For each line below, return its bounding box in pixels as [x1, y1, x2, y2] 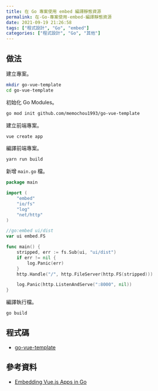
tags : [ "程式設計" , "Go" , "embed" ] [6, 25, 90, 31]
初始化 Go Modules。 [6, 98, 57, 106]
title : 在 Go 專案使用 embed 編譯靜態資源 [6, 8, 101, 15]
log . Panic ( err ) [27, 260, 64, 266]
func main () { [6, 244, 41, 250]
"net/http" [16, 212, 43, 217]
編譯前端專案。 [6, 145, 42, 152]
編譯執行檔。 [6, 298, 37, 305]
